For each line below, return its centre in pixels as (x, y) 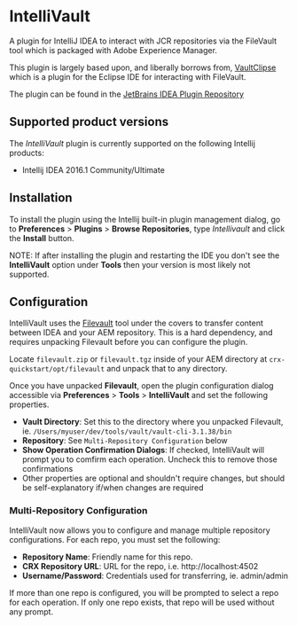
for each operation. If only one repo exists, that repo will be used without (142, 602)
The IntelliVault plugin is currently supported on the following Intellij (132, 143)
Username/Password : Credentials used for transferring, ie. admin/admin (155, 575)
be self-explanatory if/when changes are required (113, 488)
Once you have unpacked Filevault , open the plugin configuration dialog (141, 386)
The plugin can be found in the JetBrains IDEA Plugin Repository (127, 94)
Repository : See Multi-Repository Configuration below (125, 441)
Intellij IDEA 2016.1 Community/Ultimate (94, 169)
